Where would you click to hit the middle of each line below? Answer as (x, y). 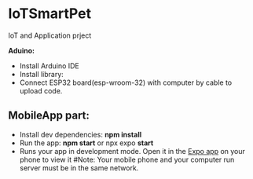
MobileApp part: (49, 116)
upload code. (41, 90)
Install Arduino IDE (49, 66)
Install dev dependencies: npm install (81, 134)
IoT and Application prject (50, 35)
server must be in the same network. (79, 168)
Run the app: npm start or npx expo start (86, 143)
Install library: (42, 74)
